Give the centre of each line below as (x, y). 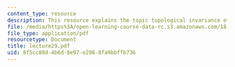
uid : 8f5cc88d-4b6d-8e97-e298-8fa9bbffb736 (72, 53)
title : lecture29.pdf (39, 46)
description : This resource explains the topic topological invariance (114, 20)
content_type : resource (42, 14)
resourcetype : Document (42, 40)
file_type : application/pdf (48, 33)
